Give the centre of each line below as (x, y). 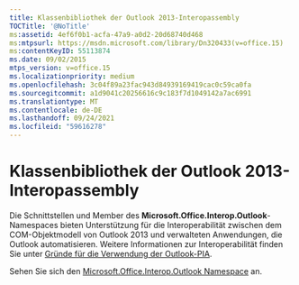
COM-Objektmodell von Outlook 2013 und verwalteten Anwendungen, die (146, 234)
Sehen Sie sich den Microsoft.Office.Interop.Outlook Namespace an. (136, 271)
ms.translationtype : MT (54, 101)
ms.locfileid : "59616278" (58, 127)
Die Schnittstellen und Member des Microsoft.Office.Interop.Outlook (138, 215)
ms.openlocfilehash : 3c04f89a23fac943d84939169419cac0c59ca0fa (131, 85)
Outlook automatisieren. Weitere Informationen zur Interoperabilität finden (146, 244)
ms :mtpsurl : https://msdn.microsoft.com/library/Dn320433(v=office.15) (146, 43)
